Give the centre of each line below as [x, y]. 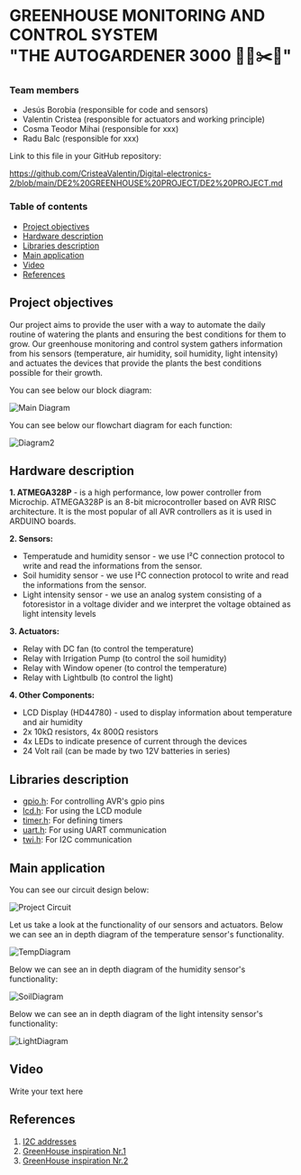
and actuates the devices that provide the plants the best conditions [136, 363]
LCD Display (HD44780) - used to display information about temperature [157, 713]
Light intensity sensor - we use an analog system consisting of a [142, 595]
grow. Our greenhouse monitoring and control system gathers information [146, 343]
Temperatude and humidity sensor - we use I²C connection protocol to [154, 556]
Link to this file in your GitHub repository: [86, 156]
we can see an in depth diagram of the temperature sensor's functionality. [147, 935]
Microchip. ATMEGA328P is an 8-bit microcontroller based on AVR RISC [143, 502]
